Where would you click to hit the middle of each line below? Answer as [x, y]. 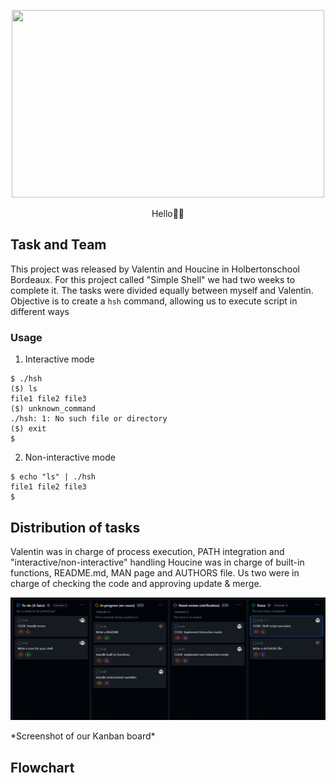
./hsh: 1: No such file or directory [89, 419]
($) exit [28, 429]
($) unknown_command [53, 409]
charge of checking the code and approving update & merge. [136, 583]
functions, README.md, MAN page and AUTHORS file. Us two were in [155, 572]
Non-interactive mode [70, 457]
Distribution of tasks [75, 527]
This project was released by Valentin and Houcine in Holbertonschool [155, 269]
